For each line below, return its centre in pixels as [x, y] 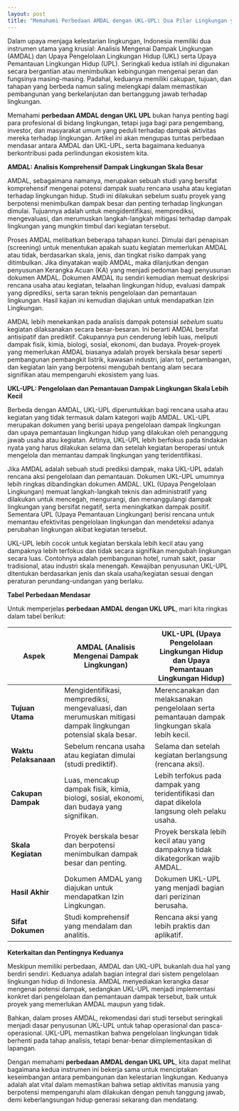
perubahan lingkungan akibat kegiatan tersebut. [78, 529]
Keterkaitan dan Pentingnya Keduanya [65, 952]
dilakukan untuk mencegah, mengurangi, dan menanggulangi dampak [110, 499]
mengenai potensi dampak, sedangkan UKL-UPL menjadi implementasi [111, 989]
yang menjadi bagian [190, 888]
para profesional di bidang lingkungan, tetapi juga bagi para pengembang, [116, 122]
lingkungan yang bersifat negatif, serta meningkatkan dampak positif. [109, 507]
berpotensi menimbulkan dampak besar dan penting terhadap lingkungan [115, 203]
